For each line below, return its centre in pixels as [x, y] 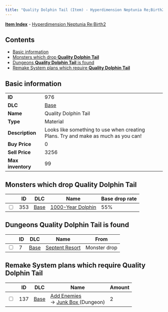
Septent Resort [63, 247]
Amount [120, 287]
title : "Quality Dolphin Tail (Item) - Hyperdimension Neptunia [73, 10]
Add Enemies [66, 295]
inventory [19, 167]
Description [22, 133]
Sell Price [19, 152]
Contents [20, 40]
